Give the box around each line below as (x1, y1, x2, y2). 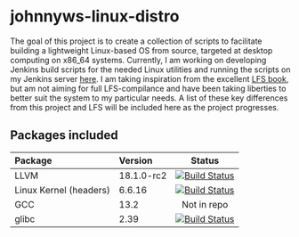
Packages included (10, 127, 118, 143)
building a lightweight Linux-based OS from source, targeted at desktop (10, 45, 273, 55)
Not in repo (182, 198, 229, 210)
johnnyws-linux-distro (10, 6, 180, 27)
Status (190, 154, 220, 167)
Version (118, 154, 153, 167)
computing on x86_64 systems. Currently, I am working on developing (10, 54, 267, 65)
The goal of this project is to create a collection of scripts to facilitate (10, 36, 263, 46)
